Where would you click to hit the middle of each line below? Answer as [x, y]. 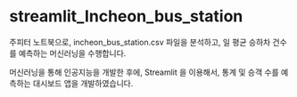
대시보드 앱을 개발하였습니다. [83, 83]
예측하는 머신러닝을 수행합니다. [72, 53]
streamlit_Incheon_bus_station [126, 16]
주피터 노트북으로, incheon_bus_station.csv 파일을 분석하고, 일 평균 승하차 [140, 42]
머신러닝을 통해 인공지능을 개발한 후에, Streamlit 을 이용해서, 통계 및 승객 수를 [144, 72]
